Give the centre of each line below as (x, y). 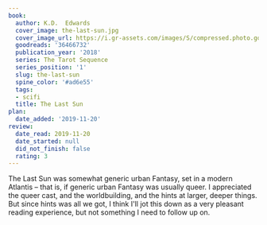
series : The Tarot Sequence (62, 60)
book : (17, 16)
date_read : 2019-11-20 (53, 134)
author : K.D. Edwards (53, 23)
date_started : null (48, 141)
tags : (25, 89)
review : (21, 126)
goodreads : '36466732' (53, 45)
